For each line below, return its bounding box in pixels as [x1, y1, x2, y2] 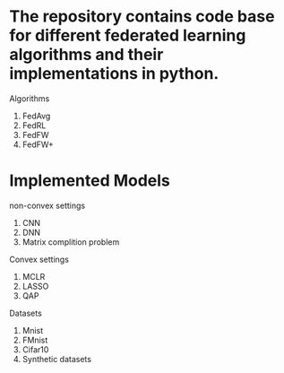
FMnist [22, 334, 48, 345]
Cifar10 [22, 343, 49, 355]
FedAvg [22, 110, 51, 121]
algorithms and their [9, 45, 164, 65]
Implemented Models [9, 170, 170, 191]
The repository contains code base [9, 6, 275, 27]
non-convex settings [9, 200, 86, 211]
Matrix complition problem [22, 236, 120, 247]
